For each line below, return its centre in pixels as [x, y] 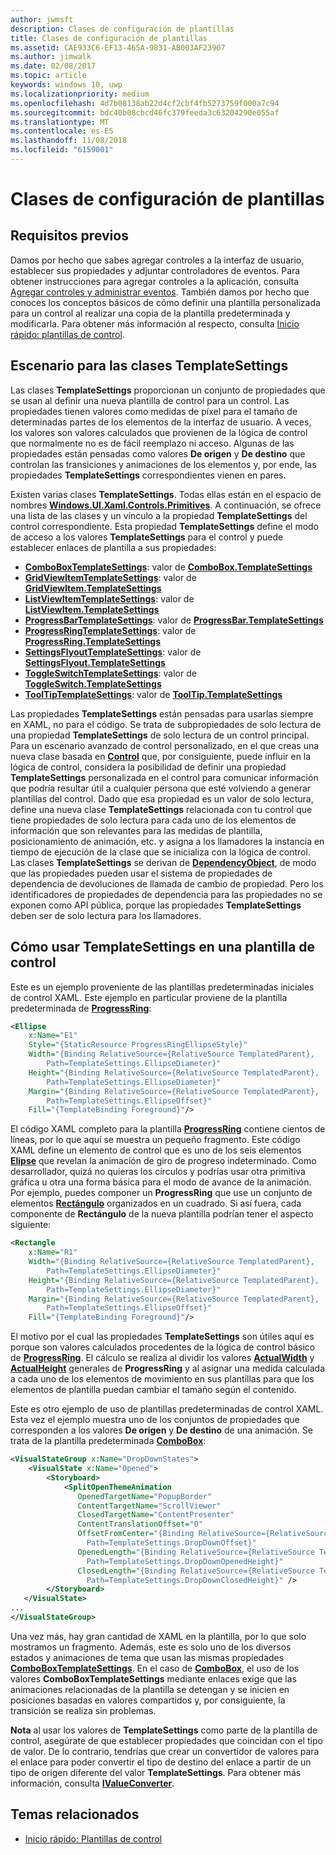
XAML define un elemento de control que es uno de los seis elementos [156, 1150]
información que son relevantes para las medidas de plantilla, [136, 830]
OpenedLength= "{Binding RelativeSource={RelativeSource [196, 1552]
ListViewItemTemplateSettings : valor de [109, 598]
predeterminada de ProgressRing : [81, 1008]
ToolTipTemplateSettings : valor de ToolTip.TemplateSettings [153, 694]
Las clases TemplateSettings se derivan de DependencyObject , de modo [163, 862]
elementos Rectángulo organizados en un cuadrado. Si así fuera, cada [156, 1203]
